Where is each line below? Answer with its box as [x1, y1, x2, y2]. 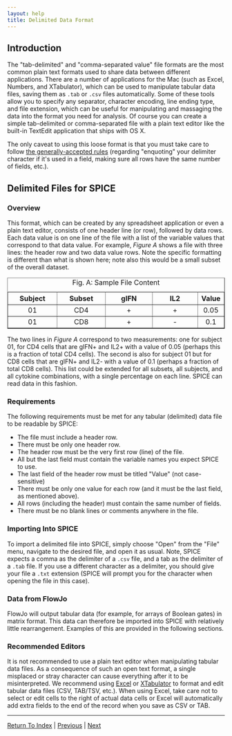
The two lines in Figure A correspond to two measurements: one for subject [7, 335, 222, 343]
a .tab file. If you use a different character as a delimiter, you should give [7, 562, 215, 570]
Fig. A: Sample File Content [72, 278, 160, 287]
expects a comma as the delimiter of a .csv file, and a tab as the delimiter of [7, 555, 223, 563]
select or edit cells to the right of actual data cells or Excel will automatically [7, 694, 223, 703]
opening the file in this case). [7, 576, 90, 585]
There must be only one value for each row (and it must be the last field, [17, 485, 223, 493]
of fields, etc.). [7, 162, 49, 170]
